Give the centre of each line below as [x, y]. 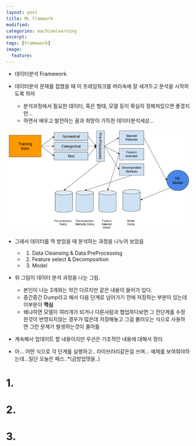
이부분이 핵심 [38, 305]
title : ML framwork [30, 18]
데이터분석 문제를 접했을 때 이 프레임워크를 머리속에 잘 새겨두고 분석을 [94, 86]
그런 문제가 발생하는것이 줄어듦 [65, 327]
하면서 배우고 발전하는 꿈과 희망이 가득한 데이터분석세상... [89, 121]
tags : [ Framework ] [28, 43]
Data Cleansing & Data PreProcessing [77, 253]
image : [14, 50]
